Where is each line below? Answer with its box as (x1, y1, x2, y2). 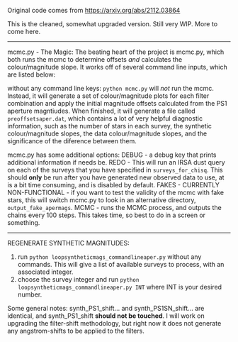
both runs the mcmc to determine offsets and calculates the (7, 55, 183, 63)
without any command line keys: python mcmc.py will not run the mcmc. (7, 84, 215, 92)
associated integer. (17, 267, 74, 276)
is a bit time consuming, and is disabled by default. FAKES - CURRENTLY (7, 181, 220, 189)
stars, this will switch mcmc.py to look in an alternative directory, (7, 196, 196, 204)
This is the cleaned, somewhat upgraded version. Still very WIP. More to (7, 20, 218, 28)
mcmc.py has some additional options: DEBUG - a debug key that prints (7, 150, 217, 159)
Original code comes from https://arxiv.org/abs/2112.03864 (7, 6, 181, 14)
